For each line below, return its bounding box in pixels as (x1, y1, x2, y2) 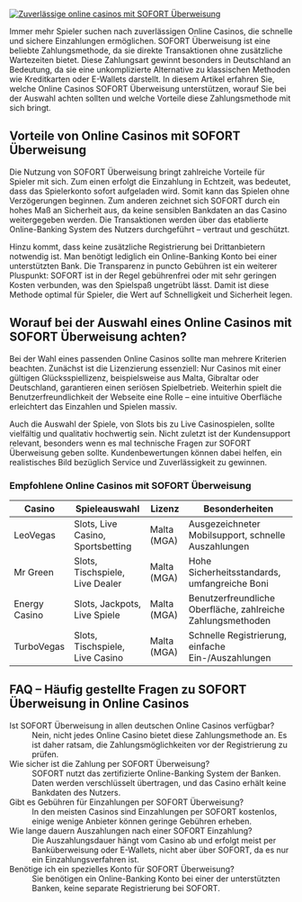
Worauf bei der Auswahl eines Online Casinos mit (9, 315, 292, 330)
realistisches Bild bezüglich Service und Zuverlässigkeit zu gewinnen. (9, 456, 268, 467)
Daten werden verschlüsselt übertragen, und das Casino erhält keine (31, 777, 287, 788)
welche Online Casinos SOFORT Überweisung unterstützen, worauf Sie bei (9, 84, 287, 94)
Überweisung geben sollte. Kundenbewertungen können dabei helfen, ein (9, 446, 282, 458)
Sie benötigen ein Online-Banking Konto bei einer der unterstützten (31, 873, 280, 884)
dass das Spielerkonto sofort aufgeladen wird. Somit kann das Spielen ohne (9, 185, 290, 196)
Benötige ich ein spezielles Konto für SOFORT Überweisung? (9, 863, 235, 874)
